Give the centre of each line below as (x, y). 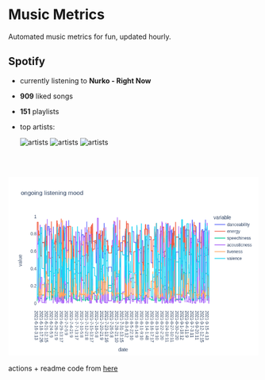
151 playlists (39, 111)
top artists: (37, 127)
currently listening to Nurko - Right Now (85, 80)
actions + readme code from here (63, 368)
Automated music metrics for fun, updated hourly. (90, 36)
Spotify (27, 61)
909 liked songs (46, 96)
